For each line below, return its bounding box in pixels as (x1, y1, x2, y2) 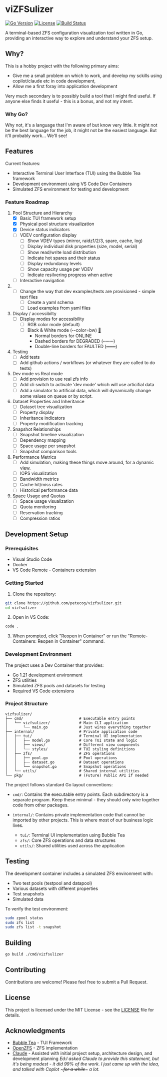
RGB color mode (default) (27, 322, 80, 328)
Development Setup (5, 530, 68, 539)
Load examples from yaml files (27, 305, 91, 311)
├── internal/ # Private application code (5, 729, 137, 734)
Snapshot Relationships (12, 426, 61, 432)
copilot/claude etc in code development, (12, 78, 96, 84)
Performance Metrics (12, 454, 56, 460)
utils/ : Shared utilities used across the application (19, 842, 125, 848)
